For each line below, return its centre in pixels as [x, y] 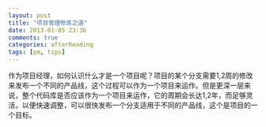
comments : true [33, 37]
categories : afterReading [51, 45]
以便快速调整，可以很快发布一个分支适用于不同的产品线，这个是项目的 [136, 105]
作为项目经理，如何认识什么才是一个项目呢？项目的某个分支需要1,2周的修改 [131, 75]
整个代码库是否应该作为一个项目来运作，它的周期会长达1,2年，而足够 [134, 95]
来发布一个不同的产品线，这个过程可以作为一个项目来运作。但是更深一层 [126, 85]
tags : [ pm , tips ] [37, 52]
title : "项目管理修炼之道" [48, 23]
